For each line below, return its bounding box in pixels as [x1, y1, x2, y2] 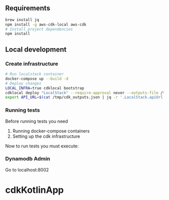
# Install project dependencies [5, 27, 73, 32]
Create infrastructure [5, 60, 59, 67]
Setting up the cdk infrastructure [12, 133, 80, 139]
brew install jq [5, 17, 39, 22]
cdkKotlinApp [5, 184, 64, 196]
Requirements [5, 4, 50, 13]
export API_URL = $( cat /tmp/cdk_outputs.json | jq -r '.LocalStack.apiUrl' [5, 95, 165, 100]
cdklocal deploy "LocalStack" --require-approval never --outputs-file [5, 90, 158, 95]
